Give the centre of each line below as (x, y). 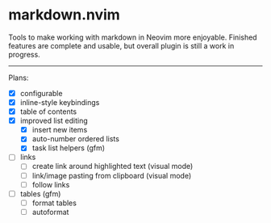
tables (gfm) (40, 194)
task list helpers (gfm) (69, 148)
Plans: (19, 78)
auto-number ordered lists (75, 139)
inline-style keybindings (60, 102)
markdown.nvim (65, 15)
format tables (54, 203)
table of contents (48, 111)
